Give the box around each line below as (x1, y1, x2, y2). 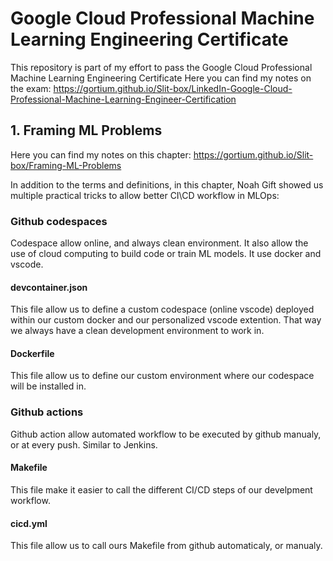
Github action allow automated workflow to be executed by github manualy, (10, 428, 322, 440)
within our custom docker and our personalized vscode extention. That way (10, 314, 322, 326)
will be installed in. (10, 380, 87, 392)
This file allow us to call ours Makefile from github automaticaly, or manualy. (10, 540, 323, 552)
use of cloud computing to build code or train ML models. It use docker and (10, 248, 322, 260)
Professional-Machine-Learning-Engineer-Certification (10, 93, 237, 105)
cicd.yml (10, 517, 48, 529)
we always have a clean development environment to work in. (10, 325, 265, 337)
